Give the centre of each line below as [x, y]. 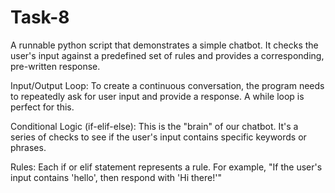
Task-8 [40, 17]
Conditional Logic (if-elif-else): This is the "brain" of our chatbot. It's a [154, 126]
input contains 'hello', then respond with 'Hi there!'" [116, 177]
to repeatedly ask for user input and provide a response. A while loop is [157, 96]
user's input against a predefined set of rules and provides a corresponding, [167, 55]
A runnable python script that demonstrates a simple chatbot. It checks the [164, 45]
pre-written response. [55, 66]
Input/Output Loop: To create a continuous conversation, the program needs [167, 85]
